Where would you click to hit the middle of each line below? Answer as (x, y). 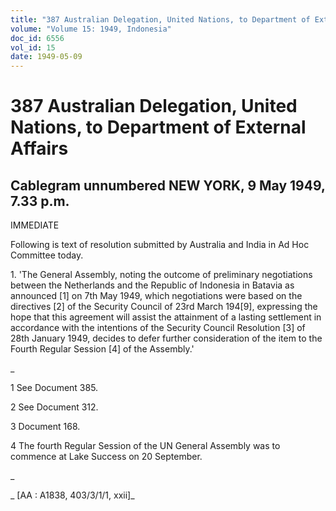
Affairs (39, 148)
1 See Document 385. (54, 388)
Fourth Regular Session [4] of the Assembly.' (102, 349)
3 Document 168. (45, 427)
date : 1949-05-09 (46, 57)
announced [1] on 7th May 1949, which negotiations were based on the (156, 296)
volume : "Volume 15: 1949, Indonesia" (91, 29)
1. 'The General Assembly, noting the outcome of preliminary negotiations (161, 275)
